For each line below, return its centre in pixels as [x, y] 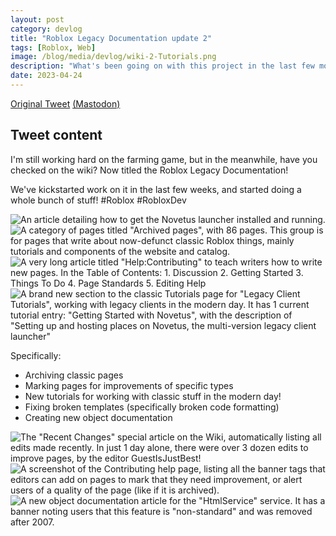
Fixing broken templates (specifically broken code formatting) [152, 407]
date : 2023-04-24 [46, 76]
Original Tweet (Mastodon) [65, 103]
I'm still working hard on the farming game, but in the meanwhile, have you [164, 159]
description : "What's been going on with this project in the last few [162, 66]
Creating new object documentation [98, 417]
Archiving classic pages [74, 375]
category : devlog [46, 29]
